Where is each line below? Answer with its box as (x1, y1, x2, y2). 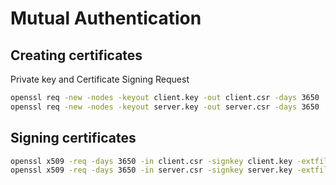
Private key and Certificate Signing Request (10, 73, 190, 85)
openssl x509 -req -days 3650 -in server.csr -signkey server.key (10, 165, 293, 176)
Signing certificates (10, 130, 137, 147)
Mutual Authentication (10, 7, 202, 30)
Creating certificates (10, 47, 143, 64)
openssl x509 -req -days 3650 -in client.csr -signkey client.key (10, 156, 293, 166)
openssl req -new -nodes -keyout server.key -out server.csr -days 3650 (10, 102, 320, 112)
